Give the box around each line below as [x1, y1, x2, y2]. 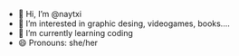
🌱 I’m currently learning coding [17, 28, 134, 38]
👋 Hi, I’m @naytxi [17, 9, 82, 19]
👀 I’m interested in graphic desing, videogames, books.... [17, 18, 231, 29]
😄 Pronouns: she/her [17, 37, 98, 48]
